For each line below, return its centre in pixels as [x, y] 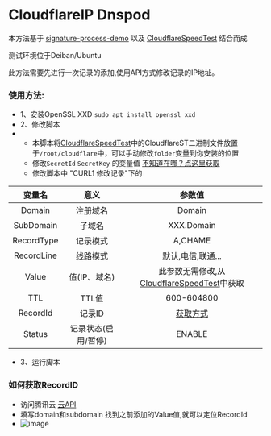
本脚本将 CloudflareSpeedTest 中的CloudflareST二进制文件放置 [135, 143]
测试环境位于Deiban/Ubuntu [55, 55]
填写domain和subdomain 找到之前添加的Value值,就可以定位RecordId [133, 414]
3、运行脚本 [40, 362]
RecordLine [35, 255]
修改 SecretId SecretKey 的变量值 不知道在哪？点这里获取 [126, 164]
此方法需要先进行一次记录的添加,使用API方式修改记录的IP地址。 [114, 72]
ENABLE [192, 334]
